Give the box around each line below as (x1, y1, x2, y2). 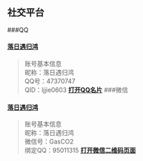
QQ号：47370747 (24, 77, 76, 85)
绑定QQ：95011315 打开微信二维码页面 (24, 146, 136, 155)
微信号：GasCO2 (24, 137, 74, 146)
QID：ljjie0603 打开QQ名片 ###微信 (24, 86, 128, 94)
